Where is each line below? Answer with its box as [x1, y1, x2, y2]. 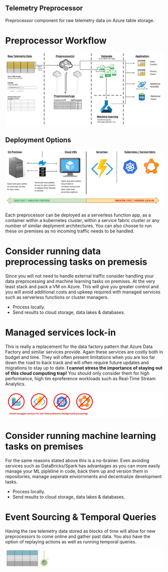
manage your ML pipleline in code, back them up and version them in [5, 468, 148, 474]
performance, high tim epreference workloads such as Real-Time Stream [5, 375, 156, 381]
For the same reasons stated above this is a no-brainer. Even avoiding [5, 457, 149, 464]
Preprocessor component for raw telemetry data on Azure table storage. [5, 17, 154, 23]
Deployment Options [5, 136, 71, 144]
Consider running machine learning [5, 430, 156, 441]
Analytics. [5, 381, 26, 387]
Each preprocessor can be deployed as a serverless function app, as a [5, 212, 151, 218]
